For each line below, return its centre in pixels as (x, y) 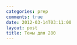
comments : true (24, 17)
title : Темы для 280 (31, 33)
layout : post (22, 28)
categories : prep (27, 11)
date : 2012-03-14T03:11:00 (39, 22)
